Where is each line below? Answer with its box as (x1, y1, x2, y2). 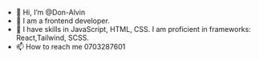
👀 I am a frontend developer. (15, 16, 110, 26)
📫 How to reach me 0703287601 (15, 42, 126, 51)
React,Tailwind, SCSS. (15, 33, 90, 42)
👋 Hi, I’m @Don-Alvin (15, 8, 86, 17)
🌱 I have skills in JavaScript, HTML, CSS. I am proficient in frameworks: (15, 25, 251, 33)
